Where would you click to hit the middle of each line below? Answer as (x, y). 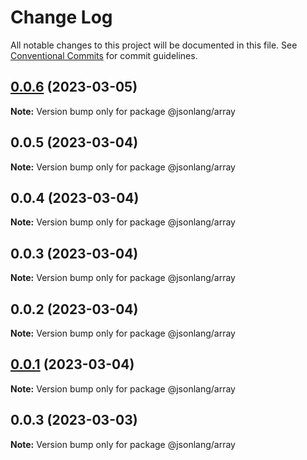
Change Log (61, 17)
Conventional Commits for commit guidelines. (104, 55)
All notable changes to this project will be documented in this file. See (154, 45)
